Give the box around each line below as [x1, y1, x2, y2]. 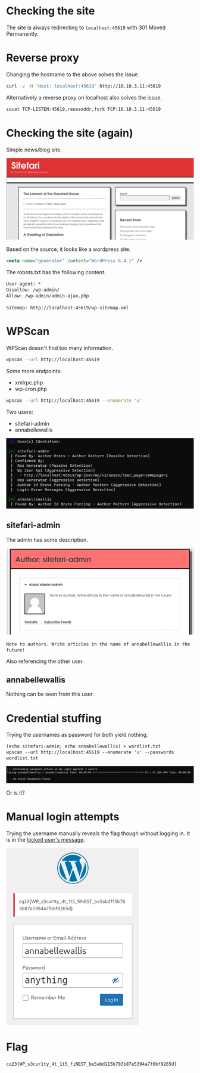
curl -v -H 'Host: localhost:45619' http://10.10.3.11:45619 [6, 83, 161, 89]
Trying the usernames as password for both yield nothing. [6, 731, 148, 739]
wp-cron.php [14, 385, 48, 392]
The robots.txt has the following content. [6, 268, 106, 275]
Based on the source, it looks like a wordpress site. [6, 246, 131, 253]
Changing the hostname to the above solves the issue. [6, 70, 140, 78]
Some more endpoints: [6, 367, 62, 374]
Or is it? [6, 789, 25, 796]
